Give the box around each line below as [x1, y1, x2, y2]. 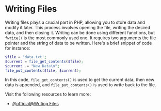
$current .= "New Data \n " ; [5, 63, 60, 68]
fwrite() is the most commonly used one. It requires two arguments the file [5, 35, 156, 41]
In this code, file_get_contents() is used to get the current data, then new [5, 77, 155, 83]
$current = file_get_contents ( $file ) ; [5, 59, 83, 64]
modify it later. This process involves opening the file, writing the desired [5, 24, 150, 30]
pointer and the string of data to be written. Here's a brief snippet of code [5, 40, 152, 46]
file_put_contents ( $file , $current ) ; [5, 68, 81, 73]
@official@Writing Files [12, 101, 59, 107]
